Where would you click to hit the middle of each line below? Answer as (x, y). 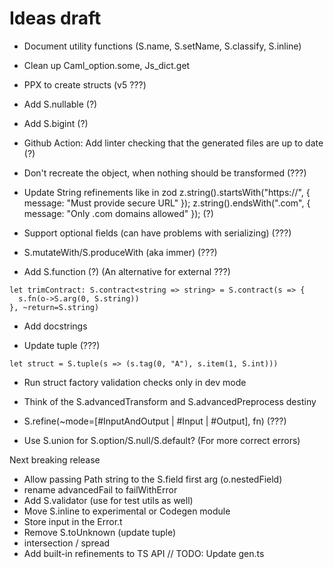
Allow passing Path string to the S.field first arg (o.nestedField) (153, 479)
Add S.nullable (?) (60, 104)
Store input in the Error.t (73, 521)
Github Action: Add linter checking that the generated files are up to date (173, 143)
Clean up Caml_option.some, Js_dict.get (107, 65)
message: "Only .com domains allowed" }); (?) (118, 213)
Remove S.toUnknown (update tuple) (100, 532)
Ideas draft (55, 18)
